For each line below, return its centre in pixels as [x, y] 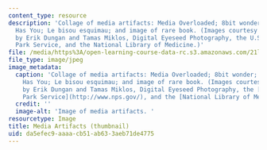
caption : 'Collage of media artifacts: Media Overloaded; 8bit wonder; [137, 75]
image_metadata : [35, 67]
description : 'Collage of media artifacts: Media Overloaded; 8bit [122, 23]
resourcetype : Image [43, 119]
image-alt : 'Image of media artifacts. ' [85, 112]
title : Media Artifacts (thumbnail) [69, 126]
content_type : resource [48, 15]
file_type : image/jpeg [46, 60]
